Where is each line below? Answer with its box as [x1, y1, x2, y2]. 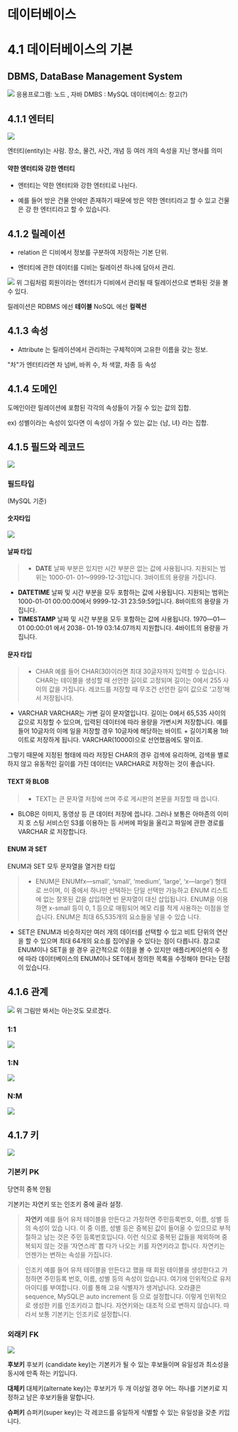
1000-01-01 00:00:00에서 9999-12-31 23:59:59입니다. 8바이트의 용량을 [17, 597, 222, 606]
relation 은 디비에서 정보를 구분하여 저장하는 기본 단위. [17, 248, 169, 256]
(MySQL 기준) [7, 497, 48, 505]
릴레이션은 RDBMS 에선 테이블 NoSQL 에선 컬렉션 [7, 303, 147, 311]
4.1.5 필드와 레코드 [7, 441, 85, 453]
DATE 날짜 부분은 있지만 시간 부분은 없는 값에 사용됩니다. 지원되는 [35, 564, 219, 573]
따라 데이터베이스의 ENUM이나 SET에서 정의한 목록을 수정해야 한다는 [25, 954, 217, 962]
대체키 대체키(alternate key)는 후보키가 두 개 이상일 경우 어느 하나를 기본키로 [7, 1384, 220, 1392]
